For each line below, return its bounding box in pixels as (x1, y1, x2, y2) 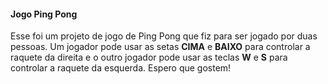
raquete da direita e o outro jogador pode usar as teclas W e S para (10, 51, 288, 64)
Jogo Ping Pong (10, 8, 78, 20)
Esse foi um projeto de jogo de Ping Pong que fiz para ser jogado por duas (10, 30, 318, 42)
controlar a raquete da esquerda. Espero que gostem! (10, 62, 232, 74)
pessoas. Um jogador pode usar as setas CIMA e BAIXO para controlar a (10, 41, 311, 53)
